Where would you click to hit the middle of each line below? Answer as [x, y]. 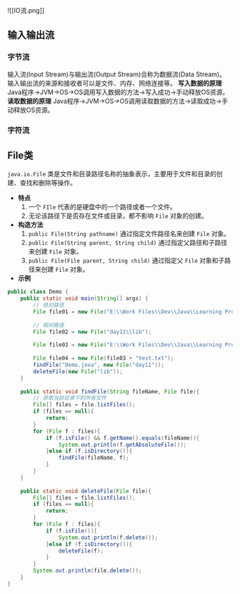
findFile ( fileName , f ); [94, 458]
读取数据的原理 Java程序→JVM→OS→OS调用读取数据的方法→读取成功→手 [118, 101]
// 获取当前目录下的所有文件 [70, 398]
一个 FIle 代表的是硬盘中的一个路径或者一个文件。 [102, 207]
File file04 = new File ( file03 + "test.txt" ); [104, 358]
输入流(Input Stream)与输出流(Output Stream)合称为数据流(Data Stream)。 [117, 74]
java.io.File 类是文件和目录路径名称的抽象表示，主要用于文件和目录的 [112, 174]
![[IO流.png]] [26, 10]
